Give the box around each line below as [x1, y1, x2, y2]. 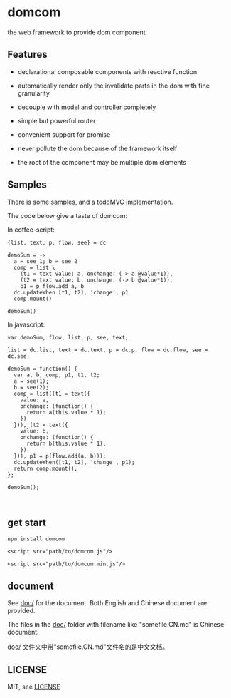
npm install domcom [7, 535, 65, 543]
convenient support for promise [17, 130, 111, 139]
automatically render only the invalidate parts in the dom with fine [17, 81, 210, 90]
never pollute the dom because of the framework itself [17, 144, 178, 153]
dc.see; [7, 352, 31, 360]
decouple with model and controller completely [17, 103, 156, 111]
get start [7, 516, 46, 528]
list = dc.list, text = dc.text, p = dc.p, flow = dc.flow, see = [7, 347, 208, 354]
